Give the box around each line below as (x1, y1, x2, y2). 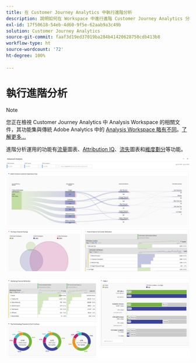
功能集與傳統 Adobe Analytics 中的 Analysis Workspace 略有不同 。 (21, 126, 182, 133)
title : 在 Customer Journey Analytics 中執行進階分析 (6, 9, 132, 15)
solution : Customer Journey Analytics (6, 28, 100, 34)
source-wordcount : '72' (6, 47, 64, 53)
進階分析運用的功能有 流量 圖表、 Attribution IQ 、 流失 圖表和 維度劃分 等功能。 (6, 145, 187, 152)
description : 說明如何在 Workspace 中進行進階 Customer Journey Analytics (6, 15, 183, 22)
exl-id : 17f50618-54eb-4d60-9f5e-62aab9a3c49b (6, 22, 121, 28)
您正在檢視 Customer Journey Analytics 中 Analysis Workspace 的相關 (6, 118, 175, 125)
